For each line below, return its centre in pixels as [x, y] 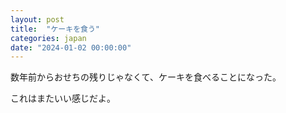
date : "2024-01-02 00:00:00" [71, 47]
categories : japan [48, 38]
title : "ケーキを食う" [55, 29]
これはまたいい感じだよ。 [63, 98]
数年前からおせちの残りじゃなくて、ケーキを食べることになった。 [146, 77]
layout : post [37, 19]
